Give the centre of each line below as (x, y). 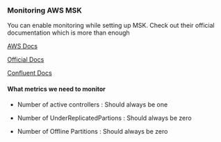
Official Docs (26, 60)
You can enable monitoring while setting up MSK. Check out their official (111, 26)
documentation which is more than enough (68, 33)
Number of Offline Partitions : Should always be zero (92, 131)
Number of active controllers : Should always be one (92, 104)
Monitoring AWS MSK (44, 10)
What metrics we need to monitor (56, 89)
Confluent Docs (30, 73)
